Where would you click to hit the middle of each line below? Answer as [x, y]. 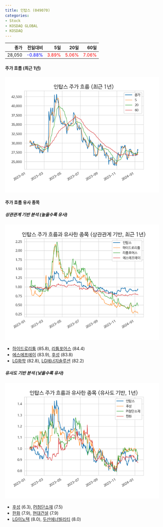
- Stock [13, 21]
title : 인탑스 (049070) [28, 10]
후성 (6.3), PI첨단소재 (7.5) [37, 507]
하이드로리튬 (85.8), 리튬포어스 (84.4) [49, 349]
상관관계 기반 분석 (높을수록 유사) [36, 214]
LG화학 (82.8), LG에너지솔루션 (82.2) [48, 361]
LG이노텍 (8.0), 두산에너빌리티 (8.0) [47, 519]
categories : [17, 15]
